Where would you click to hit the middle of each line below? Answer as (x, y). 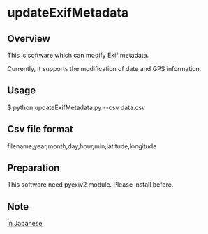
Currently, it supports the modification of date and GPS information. (104, 69)
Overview (29, 39)
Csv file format (40, 129)
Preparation (34, 168)
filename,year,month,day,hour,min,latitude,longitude (82, 146)
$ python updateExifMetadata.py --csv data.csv (76, 107)
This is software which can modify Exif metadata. (78, 55)
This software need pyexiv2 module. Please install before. (90, 185)
